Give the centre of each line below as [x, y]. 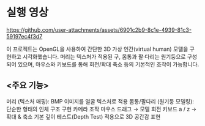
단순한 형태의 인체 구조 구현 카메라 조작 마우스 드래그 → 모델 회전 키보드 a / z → [102, 109]
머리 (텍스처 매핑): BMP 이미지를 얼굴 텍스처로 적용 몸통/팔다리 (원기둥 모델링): [100, 101]
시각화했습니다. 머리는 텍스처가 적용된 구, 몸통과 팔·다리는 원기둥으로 [104, 56]
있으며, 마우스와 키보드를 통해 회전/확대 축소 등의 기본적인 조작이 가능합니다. [108, 64]
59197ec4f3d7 [24, 36]
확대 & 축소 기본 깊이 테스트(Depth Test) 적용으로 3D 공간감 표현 [84, 116]
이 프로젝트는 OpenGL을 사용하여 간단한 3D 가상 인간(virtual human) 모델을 [97, 49]
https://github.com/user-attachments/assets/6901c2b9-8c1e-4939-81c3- [99, 30]
